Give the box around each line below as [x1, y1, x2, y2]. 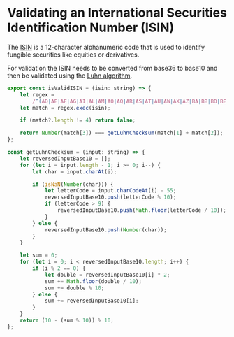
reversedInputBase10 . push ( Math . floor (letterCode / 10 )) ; [57, 207, 227, 214]
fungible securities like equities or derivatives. [7, 50, 140, 59]
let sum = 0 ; [20, 252, 58, 259]
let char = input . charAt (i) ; [32, 168, 117, 175]
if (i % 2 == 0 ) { [32, 265, 86, 272]
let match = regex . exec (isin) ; [20, 104, 111, 111]
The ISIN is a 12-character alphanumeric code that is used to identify [7, 43, 205, 51]
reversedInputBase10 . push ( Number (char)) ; [44, 226, 168, 234]
